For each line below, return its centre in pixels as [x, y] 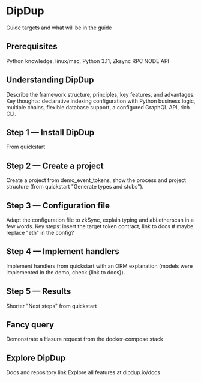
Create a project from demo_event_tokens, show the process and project [96, 180]
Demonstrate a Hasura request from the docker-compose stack [85, 339]
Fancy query [30, 325]
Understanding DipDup [50, 80]
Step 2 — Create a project [55, 165]
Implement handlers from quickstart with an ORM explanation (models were [100, 266]
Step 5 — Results [39, 292]
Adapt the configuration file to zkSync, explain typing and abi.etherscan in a [100, 220]
